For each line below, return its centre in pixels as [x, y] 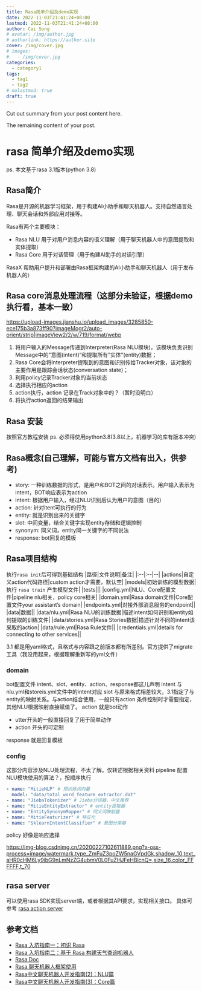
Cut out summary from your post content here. [64, 113]
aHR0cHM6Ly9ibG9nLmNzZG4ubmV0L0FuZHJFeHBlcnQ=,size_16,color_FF [100, 860]
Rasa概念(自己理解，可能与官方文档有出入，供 [93, 458]
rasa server [28, 885]
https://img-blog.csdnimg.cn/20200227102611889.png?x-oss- [84, 847]
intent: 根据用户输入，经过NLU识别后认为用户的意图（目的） [90, 500]
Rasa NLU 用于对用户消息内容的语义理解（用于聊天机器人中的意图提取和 [105, 239]
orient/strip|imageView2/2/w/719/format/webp [64, 335]
